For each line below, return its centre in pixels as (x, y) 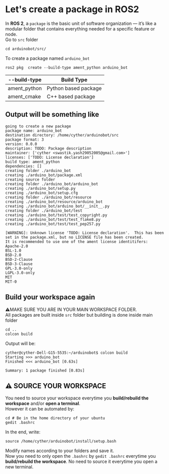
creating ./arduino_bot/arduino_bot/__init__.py (57, 206)
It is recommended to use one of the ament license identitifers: (77, 242)
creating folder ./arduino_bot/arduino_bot (52, 184)
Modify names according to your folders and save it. (60, 451)
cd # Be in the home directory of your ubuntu (55, 418)
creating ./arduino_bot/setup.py (40, 188)
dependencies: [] (24, 166)
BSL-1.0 (13, 250)
